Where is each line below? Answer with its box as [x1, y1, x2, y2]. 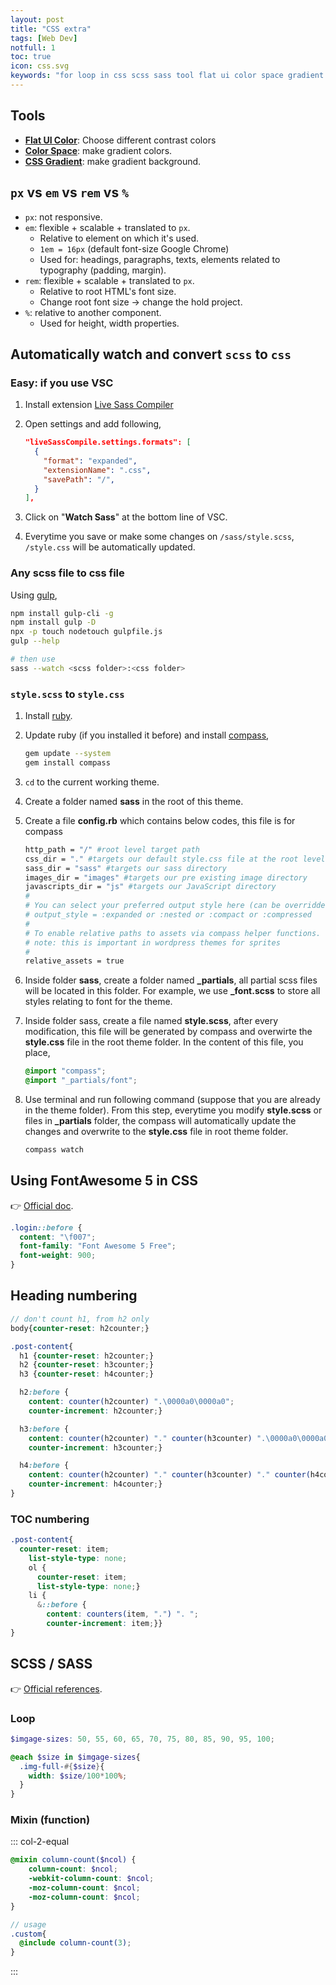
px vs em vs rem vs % [10, 184, 129, 201]
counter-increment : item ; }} [46, 1619, 163, 1629]
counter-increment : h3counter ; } [28, 1442, 163, 1453]
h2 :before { [19, 1387, 70, 1398]
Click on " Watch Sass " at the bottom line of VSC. [24, 511, 228, 523]
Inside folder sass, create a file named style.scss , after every [24, 1015, 279, 1027]
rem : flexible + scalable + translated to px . [24, 274, 195, 286]
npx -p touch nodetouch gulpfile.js [10, 627, 163, 637]
